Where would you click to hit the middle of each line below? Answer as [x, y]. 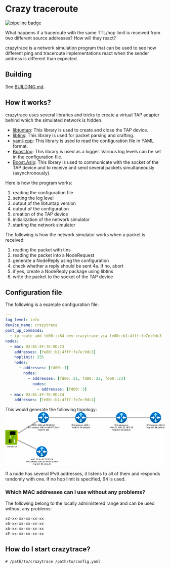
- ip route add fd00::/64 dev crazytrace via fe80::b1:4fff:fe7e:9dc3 [86, 336]
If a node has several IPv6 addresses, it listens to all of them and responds [83, 474]
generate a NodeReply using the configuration [61, 260]
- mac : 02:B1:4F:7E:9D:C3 [37, 346]
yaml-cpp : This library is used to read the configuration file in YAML [83, 141]
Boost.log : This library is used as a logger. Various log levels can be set [87, 151]
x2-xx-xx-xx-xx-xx [25, 518]
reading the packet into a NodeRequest [53, 255]
